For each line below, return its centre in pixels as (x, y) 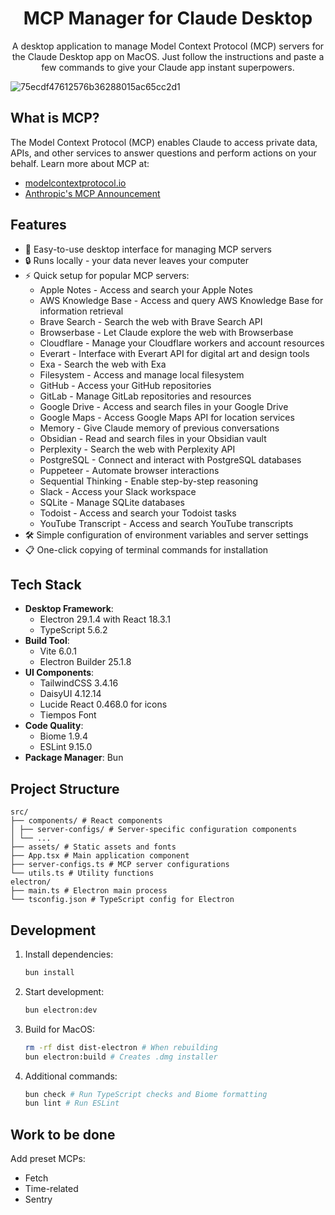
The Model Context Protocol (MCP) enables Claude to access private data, (164, 142)
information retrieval (81, 311)
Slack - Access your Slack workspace (118, 491)
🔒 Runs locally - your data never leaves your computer (137, 260)
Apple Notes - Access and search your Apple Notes (146, 289)
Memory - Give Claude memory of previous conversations (159, 428)
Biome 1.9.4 (63, 736)
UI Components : (59, 673)
